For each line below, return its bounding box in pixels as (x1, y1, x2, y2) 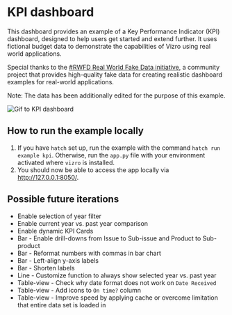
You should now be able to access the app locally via (17, 165, 169, 174)
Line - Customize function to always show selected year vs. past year (17, 271, 217, 279)
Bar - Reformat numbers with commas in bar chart (17, 249, 162, 257)
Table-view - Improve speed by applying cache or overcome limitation (17, 293, 219, 302)
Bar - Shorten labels (17, 263, 75, 272)
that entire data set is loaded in (17, 300, 106, 309)
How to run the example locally (7, 125, 144, 137)
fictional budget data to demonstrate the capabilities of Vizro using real (7, 42, 210, 50)
